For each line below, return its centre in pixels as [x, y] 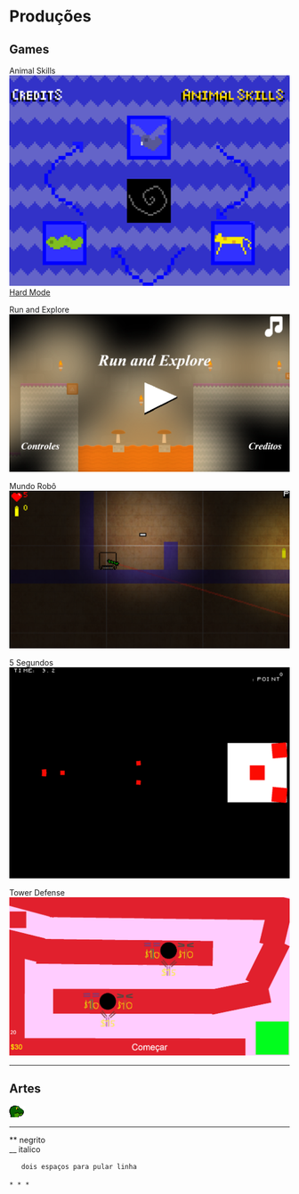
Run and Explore [39, 309]
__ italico [25, 1149]
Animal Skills [32, 70]
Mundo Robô [33, 486]
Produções [50, 16]
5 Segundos [31, 663]
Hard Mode [30, 292]
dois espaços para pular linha [79, 1166]
